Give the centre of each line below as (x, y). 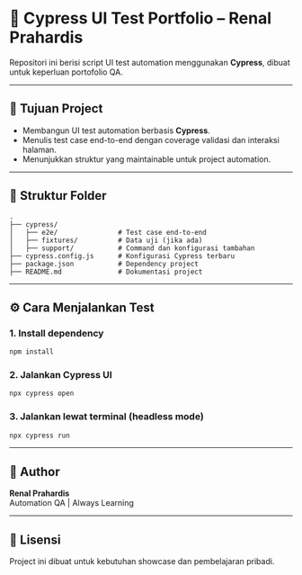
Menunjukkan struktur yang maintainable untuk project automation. (147, 159)
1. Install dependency (57, 333)
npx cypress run (40, 436)
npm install (31, 352)
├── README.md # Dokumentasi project (106, 272)
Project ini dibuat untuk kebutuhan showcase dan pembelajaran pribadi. (142, 562)
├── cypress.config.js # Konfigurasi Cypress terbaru (122, 256)
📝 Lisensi (35, 539)
